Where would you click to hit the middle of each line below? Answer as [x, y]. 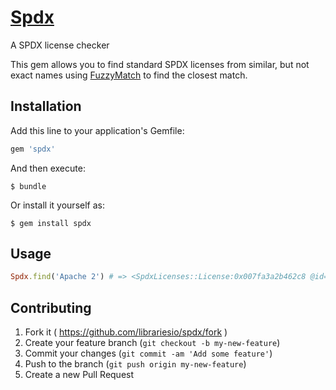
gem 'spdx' [33, 149]
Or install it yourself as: [57, 205]
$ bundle [28, 186]
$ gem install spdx [51, 223]
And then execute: [48, 168]
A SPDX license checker [60, 45]
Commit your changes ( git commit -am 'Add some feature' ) [148, 353]
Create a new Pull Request [79, 375]
